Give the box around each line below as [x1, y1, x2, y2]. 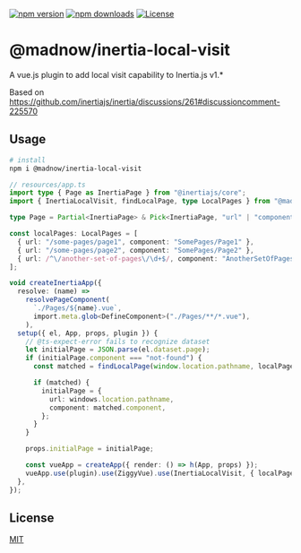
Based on [9, 86, 45, 98]
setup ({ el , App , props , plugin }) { [17, 328, 159, 338]
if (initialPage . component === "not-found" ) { [25, 354, 202, 363]
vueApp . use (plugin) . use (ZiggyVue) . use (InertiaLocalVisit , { [25, 469, 254, 478]
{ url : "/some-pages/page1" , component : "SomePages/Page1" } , [17, 238, 254, 246]
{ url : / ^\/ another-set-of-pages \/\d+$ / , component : [17, 254, 219, 264]
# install [9, 155, 47, 165]
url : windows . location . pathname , [48, 394, 175, 403]
